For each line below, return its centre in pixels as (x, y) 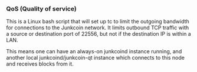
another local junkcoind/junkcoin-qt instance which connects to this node (95, 58)
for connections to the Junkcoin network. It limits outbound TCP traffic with (98, 28)
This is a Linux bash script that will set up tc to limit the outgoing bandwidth (98, 22)
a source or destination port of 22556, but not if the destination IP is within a (99, 34)
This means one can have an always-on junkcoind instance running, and (94, 52)
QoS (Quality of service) (41, 9)
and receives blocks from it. (40, 64)
